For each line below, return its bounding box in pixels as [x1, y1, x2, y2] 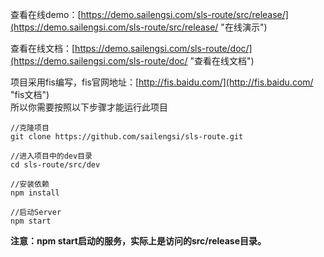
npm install [10, 188, 60, 198]
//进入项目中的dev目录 [10, 151, 93, 161]
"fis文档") [10, 89, 50, 100]
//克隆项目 [10, 123, 50, 133]
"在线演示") [220, 21, 268, 33]
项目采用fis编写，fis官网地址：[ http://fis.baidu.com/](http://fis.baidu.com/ [10, 76, 314, 88]
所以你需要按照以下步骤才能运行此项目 [10, 101, 168, 113]
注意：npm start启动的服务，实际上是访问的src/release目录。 [10, 235, 267, 247]
